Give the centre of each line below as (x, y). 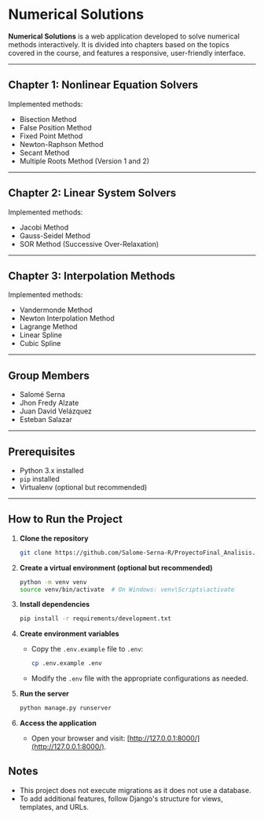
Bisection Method (48, 119)
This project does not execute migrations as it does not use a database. (135, 790)
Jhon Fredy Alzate (49, 403)
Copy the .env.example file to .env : (87, 649)
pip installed (40, 479)
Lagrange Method (48, 327)
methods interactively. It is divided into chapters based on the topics (119, 44)
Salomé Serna (42, 395)
